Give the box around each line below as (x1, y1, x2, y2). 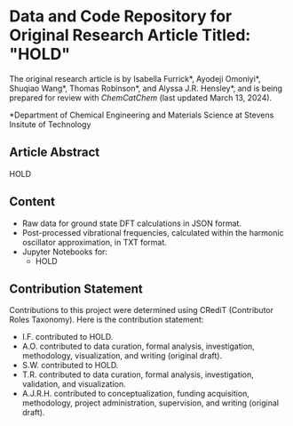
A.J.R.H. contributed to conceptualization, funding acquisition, (21, 389, 250, 399)
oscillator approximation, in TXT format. (21, 237, 167, 247)
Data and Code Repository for (9, 6, 233, 27)
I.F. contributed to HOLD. (21, 332, 114, 342)
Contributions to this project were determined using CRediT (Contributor (9, 305, 273, 316)
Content (9, 194, 56, 210)
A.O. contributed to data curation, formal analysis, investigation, (21, 341, 255, 352)
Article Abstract (9, 145, 100, 160)
